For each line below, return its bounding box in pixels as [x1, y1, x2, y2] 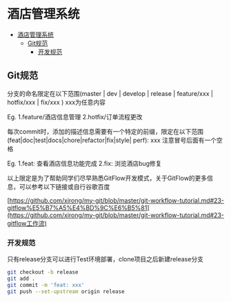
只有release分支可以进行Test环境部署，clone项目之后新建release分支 [7, 255, 203, 263]
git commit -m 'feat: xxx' [7, 281, 85, 288]
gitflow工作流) [7, 219, 47, 228]
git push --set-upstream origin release [7, 288, 125, 295]
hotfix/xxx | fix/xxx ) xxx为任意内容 [7, 98, 106, 106]
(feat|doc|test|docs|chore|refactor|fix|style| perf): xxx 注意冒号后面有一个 [7, 136, 217, 144]
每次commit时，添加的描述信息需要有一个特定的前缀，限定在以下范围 [7, 127, 203, 135]
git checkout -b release [7, 269, 79, 276]
